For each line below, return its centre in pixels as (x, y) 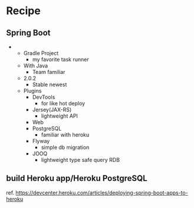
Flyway (41, 141)
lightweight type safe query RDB (80, 160)
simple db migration (65, 147)
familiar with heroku (65, 135)
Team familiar (49, 72)
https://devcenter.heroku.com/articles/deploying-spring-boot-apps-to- (102, 193)
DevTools (44, 97)
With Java (36, 66)
